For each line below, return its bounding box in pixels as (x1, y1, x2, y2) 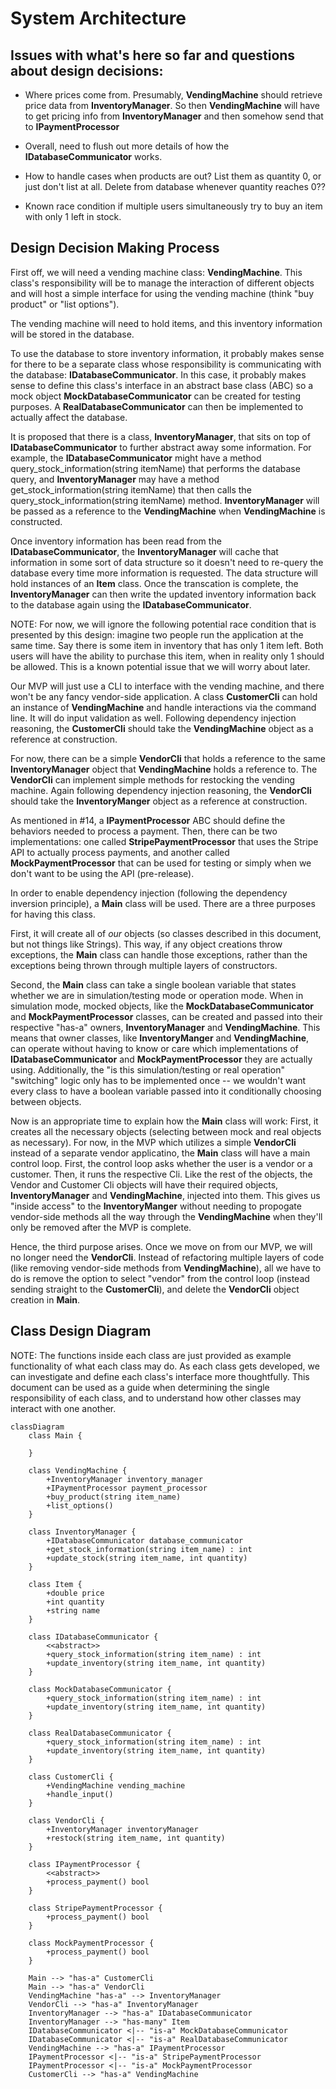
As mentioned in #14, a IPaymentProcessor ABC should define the (10, 814, 286, 826)
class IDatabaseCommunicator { (28, 1632, 159, 1642)
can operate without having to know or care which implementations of (10, 1042, 299, 1054)
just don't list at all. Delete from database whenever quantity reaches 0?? (24, 181, 326, 192)
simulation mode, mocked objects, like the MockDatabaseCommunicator (10, 1000, 315, 1012)
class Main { (28, 1430, 83, 1441)
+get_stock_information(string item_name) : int (46, 1544, 253, 1554)
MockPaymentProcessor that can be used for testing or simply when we (10, 857, 312, 869)
